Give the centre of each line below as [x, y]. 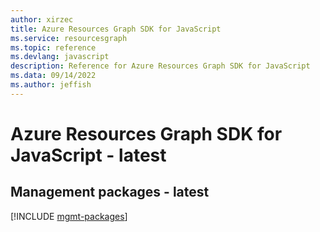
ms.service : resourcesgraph [69, 38]
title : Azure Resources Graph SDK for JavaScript [116, 29]
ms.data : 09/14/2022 [53, 76]
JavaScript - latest [88, 155]
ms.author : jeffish [51, 85]
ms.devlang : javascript [60, 57]
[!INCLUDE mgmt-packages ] [69, 216]
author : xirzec [42, 19]
